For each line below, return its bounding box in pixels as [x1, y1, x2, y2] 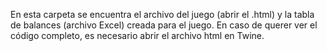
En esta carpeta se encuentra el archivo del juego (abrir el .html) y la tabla [10, 9, 315, 20]
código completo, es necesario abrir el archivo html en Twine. [10, 30, 265, 41]
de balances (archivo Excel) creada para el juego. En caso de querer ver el [10, 19, 318, 31]
